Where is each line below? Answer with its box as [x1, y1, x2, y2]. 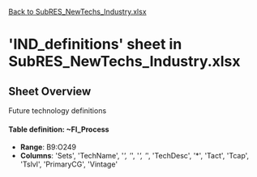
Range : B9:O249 [19, 142, 77, 152]
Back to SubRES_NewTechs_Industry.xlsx [8, 7, 148, 16]
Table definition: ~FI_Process [8, 124, 109, 134]
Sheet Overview [8, 84, 92, 98]
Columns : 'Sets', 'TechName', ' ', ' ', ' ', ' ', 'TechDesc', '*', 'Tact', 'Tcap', [19, 151, 250, 161]
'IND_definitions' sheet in [8, 36, 182, 53]
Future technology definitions [8, 106, 107, 116]
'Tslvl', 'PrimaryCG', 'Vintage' [19, 159, 118, 169]
